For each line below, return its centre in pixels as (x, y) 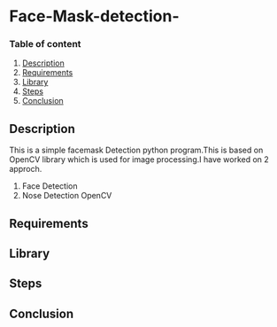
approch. (26, 169)
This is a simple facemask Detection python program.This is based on (136, 150)
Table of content (45, 44)
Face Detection (50, 186)
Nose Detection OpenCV (67, 196)
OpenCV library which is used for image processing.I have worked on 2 (139, 160)
